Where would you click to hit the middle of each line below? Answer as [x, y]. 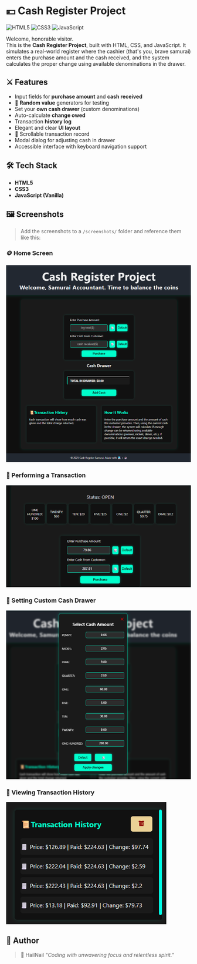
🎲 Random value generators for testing [62, 103]
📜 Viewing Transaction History [50, 792]
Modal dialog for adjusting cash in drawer [65, 140]
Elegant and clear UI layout [47, 127]
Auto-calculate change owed [50, 115]
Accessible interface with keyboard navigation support [81, 146]
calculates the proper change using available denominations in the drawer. [96, 63]
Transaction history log [43, 121]
